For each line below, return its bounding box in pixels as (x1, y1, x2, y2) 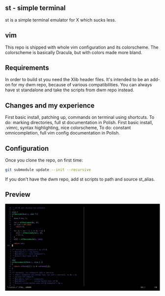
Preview (5, 190, 31, 199)
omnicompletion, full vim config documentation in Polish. (5, 130, 120, 136)
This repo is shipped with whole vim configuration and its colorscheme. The (5, 44, 159, 50)
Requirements (5, 64, 49, 72)
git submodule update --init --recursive (5, 167, 91, 172)
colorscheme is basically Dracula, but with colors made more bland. (5, 49, 142, 55)
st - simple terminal (5, 4, 66, 12)
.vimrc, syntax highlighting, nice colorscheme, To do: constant (5, 125, 131, 131)
